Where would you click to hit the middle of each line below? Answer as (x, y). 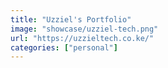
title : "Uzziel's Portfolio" (71, 19)
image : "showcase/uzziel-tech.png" (84, 29)
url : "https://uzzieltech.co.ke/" (82, 38)
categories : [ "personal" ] (64, 47)
